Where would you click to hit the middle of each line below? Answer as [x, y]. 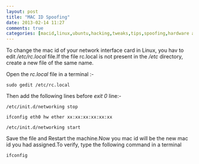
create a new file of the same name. [50, 63]
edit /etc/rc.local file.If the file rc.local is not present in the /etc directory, [95, 57]
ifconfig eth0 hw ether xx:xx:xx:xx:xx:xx [59, 117]
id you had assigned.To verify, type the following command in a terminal [94, 145]
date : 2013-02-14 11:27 [36, 22]
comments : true [25, 28]
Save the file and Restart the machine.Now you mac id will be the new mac [97, 139]
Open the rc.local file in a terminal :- [50, 74]
